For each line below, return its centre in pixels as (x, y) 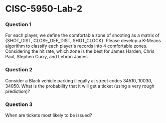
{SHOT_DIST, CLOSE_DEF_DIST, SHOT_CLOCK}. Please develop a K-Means (83, 41)
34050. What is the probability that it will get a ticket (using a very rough (80, 86)
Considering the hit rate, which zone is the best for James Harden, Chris (80, 51)
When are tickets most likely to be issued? (49, 115)
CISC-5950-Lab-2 (44, 9)
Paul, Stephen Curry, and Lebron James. (47, 57)
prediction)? (18, 91)
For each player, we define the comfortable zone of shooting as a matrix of (82, 35)
